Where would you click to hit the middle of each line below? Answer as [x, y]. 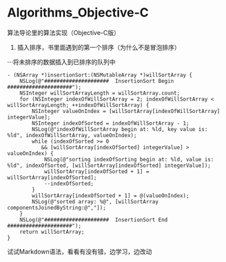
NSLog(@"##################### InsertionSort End [94, 220]
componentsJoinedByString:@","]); [57, 208]
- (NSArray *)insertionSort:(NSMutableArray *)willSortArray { [100, 75]
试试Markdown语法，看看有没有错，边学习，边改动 [80, 251]
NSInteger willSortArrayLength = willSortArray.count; [100, 93]
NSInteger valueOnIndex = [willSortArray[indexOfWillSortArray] [126, 111]
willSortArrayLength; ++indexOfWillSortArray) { [78, 105]
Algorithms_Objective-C [78, 13]
